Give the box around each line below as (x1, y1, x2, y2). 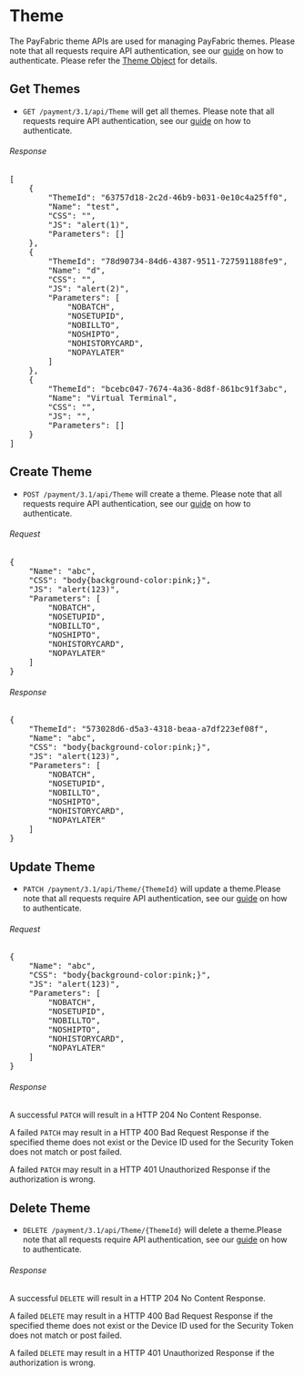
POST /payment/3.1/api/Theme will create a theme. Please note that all (22, 488, 282, 499)
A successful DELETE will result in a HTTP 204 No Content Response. (9, 1293, 266, 1304)
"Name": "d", (47, 265, 106, 275)
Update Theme (9, 858, 96, 875)
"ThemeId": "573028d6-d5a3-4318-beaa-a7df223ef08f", (28, 724, 269, 735)
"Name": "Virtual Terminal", (47, 393, 178, 403)
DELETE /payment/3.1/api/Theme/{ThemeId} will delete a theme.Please (22, 1225, 282, 1236)
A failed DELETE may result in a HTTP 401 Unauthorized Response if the (9, 1348, 275, 1359)
